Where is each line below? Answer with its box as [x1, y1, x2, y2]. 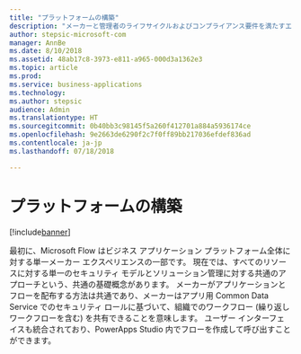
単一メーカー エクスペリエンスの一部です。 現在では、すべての [32, 256, 263, 267]
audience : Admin [9, 105, 70, 114]
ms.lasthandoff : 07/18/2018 [9, 146, 115, 155]
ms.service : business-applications [9, 80, 143, 89]
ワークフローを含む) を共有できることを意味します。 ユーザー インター [9, 312, 270, 323]
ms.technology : [9, 88, 66, 97]
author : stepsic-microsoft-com [9, 30, 127, 39]
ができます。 [9, 334, 57, 346]
